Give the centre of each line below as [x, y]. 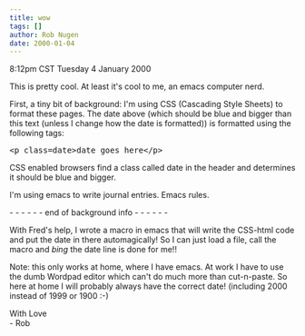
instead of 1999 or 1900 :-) [59, 296]
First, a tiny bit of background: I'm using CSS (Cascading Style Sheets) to [146, 104]
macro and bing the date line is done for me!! [93, 250]
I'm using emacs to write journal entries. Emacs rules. [109, 195]
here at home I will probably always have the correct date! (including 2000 [148, 286]
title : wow [30, 18]
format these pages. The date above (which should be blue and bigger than [151, 114]
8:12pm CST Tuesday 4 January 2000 [80, 69]
